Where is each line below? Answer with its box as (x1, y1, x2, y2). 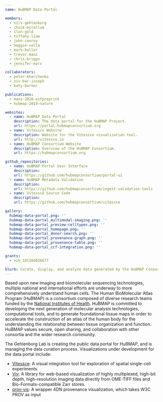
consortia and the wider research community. (5, 332, 96, 337)
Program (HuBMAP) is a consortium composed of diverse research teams (5, 296, 152, 301)
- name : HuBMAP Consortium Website (9, 141, 81, 146)
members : (5, 16, 23, 21)
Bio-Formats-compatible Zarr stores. (12, 382, 86, 387)
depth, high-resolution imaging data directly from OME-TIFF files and (12, 376, 150, 382)
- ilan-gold (9, 30, 34, 34)
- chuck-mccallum (9, 25, 45, 30)
